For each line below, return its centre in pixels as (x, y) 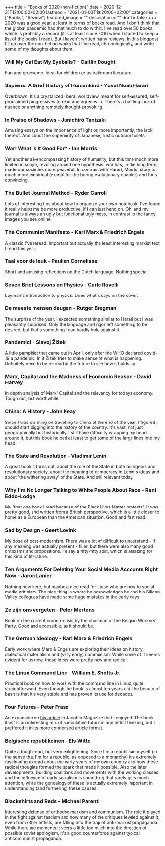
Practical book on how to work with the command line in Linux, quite (74, 683)
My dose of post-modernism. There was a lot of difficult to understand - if (80, 541)
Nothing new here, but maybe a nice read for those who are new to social (80, 586)
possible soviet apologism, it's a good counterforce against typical (73, 833)
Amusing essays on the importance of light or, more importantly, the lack (79, 130)
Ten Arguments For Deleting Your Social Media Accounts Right (82, 569)
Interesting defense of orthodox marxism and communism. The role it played (83, 812)
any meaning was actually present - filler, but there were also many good (79, 546)
